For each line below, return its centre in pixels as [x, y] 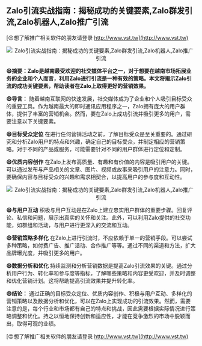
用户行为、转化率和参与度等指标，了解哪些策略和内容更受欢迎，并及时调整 [103, 273]
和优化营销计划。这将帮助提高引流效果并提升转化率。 [72, 280]
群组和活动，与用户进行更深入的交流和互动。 [77, 225]
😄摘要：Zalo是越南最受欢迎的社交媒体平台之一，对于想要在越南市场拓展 [96, 70]
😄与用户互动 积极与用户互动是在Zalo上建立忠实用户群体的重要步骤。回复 [97, 210]
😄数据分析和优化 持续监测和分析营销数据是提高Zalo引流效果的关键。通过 [97, 265]
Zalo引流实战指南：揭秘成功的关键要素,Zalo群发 [96, 11]
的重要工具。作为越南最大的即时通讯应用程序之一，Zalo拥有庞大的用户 [93, 106]
